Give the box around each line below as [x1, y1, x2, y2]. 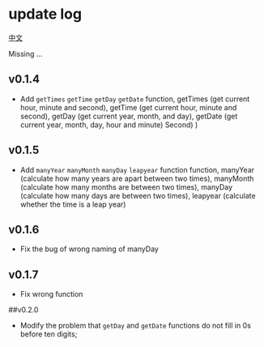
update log [8, 5, 83, 24]
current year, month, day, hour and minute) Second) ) [19, 119, 198, 130]
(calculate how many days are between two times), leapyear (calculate [19, 191, 257, 200]
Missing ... [8, 49, 43, 58]
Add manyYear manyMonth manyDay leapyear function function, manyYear [19, 165, 255, 174]
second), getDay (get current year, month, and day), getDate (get [19, 111, 238, 121]
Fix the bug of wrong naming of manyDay [19, 244, 160, 254]
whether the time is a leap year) [19, 199, 126, 209]
